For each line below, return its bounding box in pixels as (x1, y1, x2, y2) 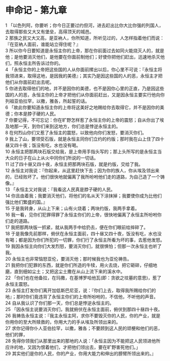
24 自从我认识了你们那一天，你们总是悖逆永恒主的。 (5, 300, 114, 306)
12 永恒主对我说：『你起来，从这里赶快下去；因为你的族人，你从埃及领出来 (5, 167, 160, 173)
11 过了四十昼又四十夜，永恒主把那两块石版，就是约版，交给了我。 (5, 161, 143, 167)
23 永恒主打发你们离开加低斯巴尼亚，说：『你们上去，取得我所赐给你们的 (5, 287, 156, 293)
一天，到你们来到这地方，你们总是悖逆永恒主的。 (18, 123, 120, 129)
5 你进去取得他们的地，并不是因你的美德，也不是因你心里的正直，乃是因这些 (5, 85, 164, 91)
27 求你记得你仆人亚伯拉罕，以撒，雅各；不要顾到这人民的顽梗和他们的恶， (5, 325, 163, 331)
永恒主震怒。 (5, 281, 32, 287)
